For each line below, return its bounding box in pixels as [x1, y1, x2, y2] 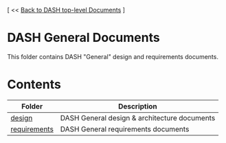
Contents [7, 77, 62, 92]
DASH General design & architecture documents [60, 113, 216, 122]
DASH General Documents [7, 30, 160, 45]
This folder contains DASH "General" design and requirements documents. [7, 52, 218, 60]
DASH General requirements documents [60, 124, 190, 133]
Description [117, 101, 158, 111]
